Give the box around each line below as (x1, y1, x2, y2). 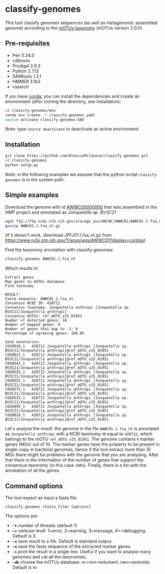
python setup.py (5, 162, 38, 167)
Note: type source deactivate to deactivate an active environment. (5, 126, 140, 132)
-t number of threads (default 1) (12, 523, 77, 529)
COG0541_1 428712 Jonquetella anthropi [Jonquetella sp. (5, 361, 129, 366)
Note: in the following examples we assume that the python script (5, 171, 137, 177)
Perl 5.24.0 (12, 52, 35, 58)
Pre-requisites (5, 39, 50, 48)
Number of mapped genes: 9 (5, 322, 60, 327)
